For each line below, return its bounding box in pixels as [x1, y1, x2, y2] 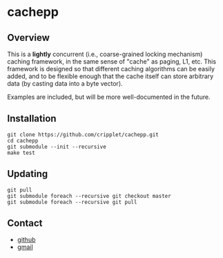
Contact [7, 217, 43, 229]
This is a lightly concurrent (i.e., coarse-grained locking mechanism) [7, 50, 203, 58]
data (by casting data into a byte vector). [7, 80, 123, 87]
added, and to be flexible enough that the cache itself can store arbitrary [7, 72, 214, 80]
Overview [7, 32, 50, 44]
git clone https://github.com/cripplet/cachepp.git [7, 131, 159, 138]
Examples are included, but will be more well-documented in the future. [7, 93, 211, 101]
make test [7, 149, 36, 156]
